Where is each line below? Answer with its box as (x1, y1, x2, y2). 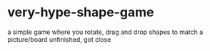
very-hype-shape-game (7, 4, 154, 21)
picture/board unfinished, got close (7, 35, 111, 43)
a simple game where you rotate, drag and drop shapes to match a (7, 28, 204, 36)
